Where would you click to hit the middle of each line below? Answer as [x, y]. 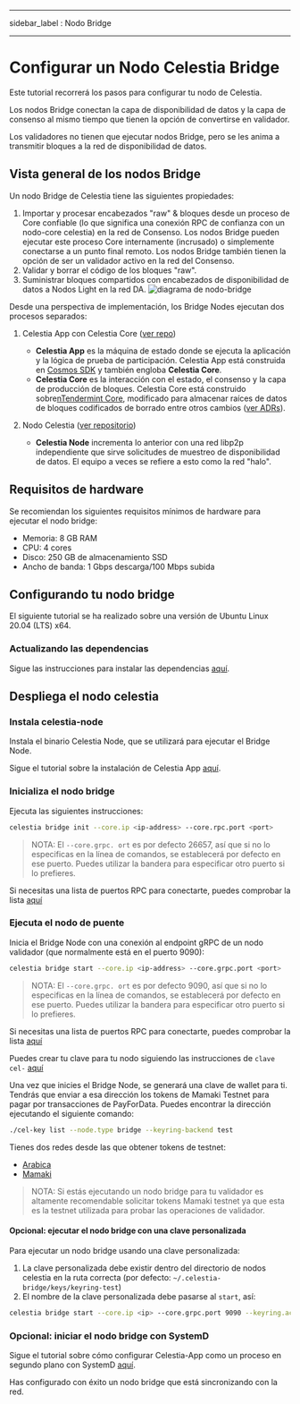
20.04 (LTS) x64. [40, 625]
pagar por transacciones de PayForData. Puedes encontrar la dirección [140, 1104]
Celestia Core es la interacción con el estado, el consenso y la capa [161, 379]
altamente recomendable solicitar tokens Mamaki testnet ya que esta [158, 1201]
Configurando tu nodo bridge [92, 595]
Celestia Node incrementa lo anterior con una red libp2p [139, 442]
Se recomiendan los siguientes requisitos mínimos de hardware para [135, 511]
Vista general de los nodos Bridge [105, 174]
